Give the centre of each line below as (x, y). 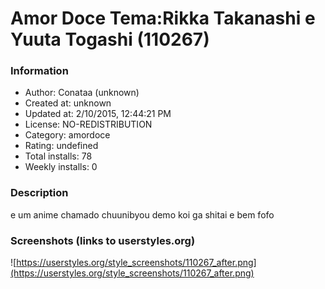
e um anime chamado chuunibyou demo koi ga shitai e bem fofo (142, 214)
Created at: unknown (68, 103)
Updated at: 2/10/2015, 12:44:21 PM (98, 114)
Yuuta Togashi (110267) (110, 39)
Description (39, 193)
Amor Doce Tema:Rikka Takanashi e (163, 18)
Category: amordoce (67, 135)
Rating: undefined (61, 146)
